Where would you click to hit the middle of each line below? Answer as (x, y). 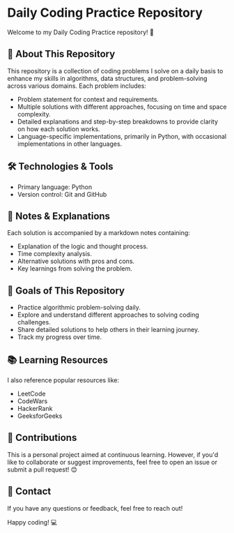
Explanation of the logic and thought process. (83, 246)
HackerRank (35, 408)
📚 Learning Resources (58, 360)
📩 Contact (29, 491)
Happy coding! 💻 (32, 522)
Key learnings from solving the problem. (75, 269)
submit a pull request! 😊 (42, 470)
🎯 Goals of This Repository (66, 291)
